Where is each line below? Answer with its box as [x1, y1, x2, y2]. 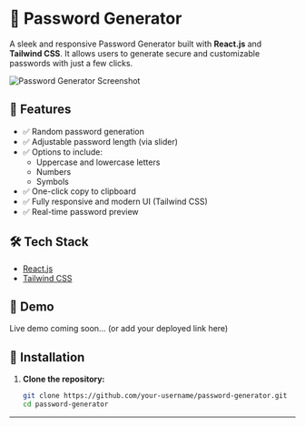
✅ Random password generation [22, 126, 145, 137]
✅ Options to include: [22, 146, 103, 158]
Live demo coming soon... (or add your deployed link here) [9, 323, 229, 334]
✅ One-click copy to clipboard [22, 186, 136, 197]
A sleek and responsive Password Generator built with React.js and [9, 38, 262, 49]
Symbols [35, 176, 70, 187]
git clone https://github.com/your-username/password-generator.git [22, 391, 288, 401]
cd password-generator [22, 400, 109, 409]
